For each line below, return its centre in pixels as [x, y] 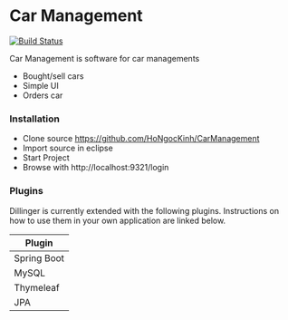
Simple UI [40, 85]
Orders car [43, 95]
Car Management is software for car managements [105, 58]
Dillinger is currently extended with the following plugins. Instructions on [144, 210]
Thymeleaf [37, 287]
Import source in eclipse [67, 148]
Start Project [46, 158]
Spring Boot [39, 257]
